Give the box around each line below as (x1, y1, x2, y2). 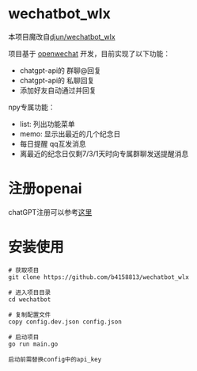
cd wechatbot (8, 295, 51, 304)
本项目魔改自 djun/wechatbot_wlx (8, 32, 116, 41)
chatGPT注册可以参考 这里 (8, 207, 93, 216)
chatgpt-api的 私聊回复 (19, 75, 95, 85)
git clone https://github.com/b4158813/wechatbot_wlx (8, 273, 190, 281)
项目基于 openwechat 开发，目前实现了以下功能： (8, 48, 171, 58)
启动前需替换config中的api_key (8, 355, 102, 363)
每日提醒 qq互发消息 (19, 139, 86, 148)
